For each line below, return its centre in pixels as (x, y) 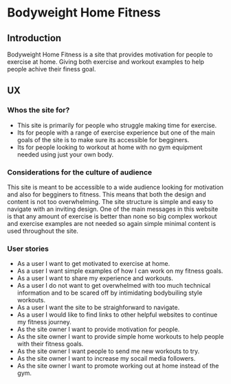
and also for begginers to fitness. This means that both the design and (107, 194)
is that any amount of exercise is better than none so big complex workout (112, 216)
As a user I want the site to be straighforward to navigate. (98, 308)
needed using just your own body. (65, 154)
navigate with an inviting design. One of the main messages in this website (113, 209)
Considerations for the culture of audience (80, 172)
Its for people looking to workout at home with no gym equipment (110, 147)
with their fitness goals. (50, 344)
